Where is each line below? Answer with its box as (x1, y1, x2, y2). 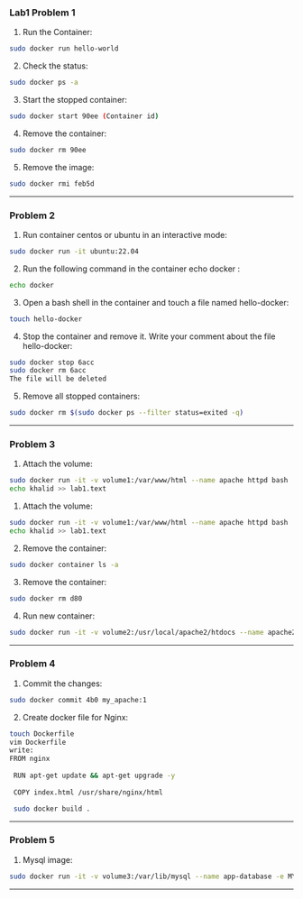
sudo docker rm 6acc (9, 366, 87, 375)
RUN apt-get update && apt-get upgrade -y (13, 771, 176, 781)
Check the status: (22, 60, 88, 71)
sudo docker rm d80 (9, 593, 83, 603)
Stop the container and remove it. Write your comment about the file (22, 331, 276, 342)
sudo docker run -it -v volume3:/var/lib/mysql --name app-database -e (9, 872, 284, 881)
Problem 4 (9, 657, 56, 670)
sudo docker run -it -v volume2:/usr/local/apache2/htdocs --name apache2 (9, 628, 297, 637)
